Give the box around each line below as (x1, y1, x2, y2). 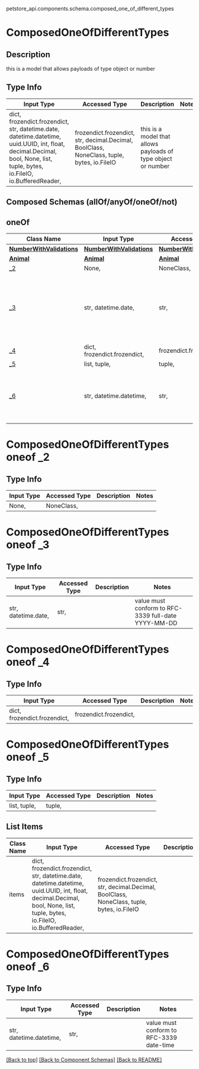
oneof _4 (6, 656, 50, 669)
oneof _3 (6, 538, 50, 552)
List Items (6, 822, 43, 832)
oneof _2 (6, 451, 50, 464)
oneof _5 (6, 751, 49, 764)
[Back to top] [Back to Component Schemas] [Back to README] (6, 1056, 162, 1063)
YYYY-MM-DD (134, 619, 178, 627)
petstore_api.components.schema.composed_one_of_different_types (6, 5, 174, 12)
